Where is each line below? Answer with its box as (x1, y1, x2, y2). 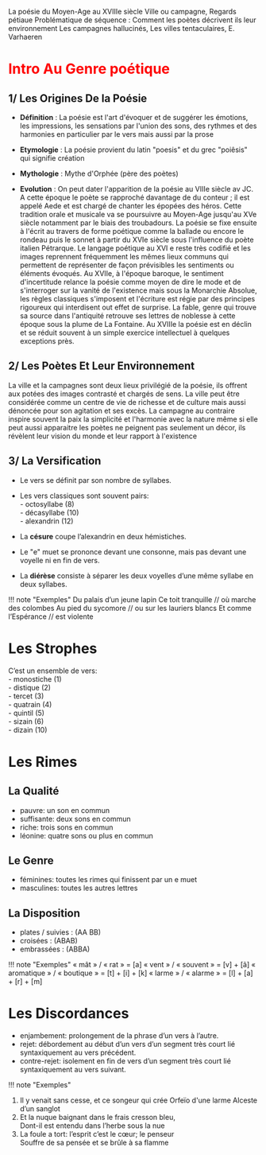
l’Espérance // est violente (8, 612, 94, 621)
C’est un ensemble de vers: (8, 666, 98, 675)
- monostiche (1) (8, 674, 62, 683)
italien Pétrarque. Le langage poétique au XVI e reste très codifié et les (19, 243, 252, 253)
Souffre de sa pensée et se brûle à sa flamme (19, 1137, 169, 1148)
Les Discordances (8, 1005, 129, 1023)
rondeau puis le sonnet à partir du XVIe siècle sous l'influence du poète (19, 235, 254, 244)
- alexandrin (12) (19, 516, 74, 526)
